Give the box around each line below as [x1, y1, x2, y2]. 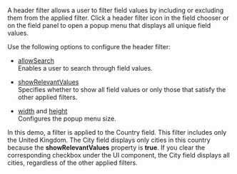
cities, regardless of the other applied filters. [7, 158, 138, 167]
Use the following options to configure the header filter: [7, 43, 171, 51]
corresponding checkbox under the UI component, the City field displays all [7, 151, 230, 159]
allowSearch [17, 56, 55, 65]
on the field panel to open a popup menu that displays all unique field [7, 21, 211, 29]
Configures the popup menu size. [17, 114, 116, 123]
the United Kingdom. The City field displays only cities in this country [7, 135, 211, 144]
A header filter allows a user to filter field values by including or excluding [7, 6, 224, 14]
